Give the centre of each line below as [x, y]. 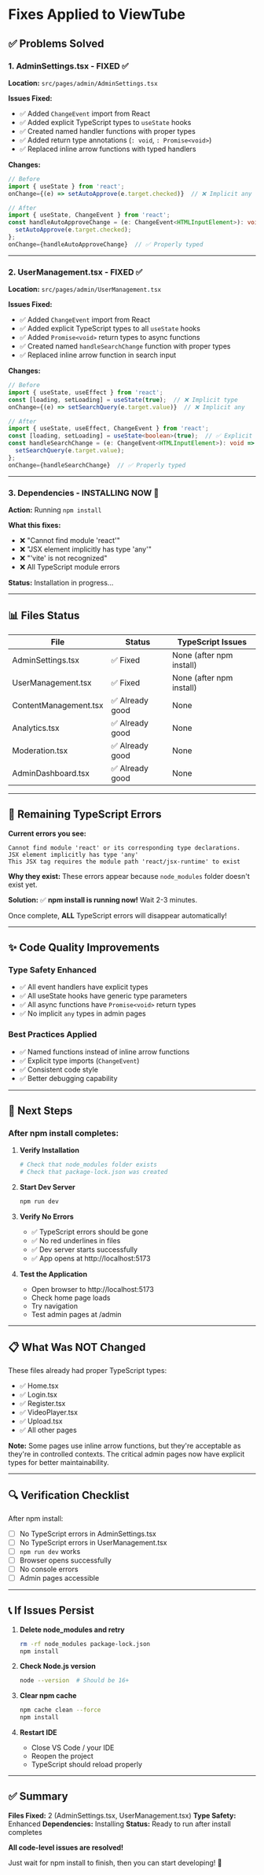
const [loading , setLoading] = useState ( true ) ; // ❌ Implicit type [123, 400]
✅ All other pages [48, 1430]
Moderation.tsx [40, 751]
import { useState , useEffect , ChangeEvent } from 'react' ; [109, 429]
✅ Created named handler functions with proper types [108, 131]
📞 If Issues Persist [51, 1611]
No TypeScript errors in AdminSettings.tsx [88, 1534]
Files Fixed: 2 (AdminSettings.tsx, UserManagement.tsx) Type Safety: [122, 1815]
